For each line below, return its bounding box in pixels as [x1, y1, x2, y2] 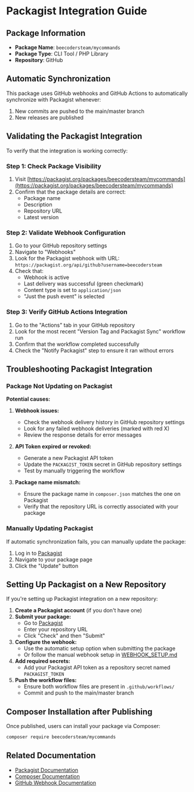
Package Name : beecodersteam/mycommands [14, 44, 121, 51]
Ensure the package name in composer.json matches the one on [23, 490, 181, 498]
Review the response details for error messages [23, 431, 142, 438]
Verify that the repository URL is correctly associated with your [23, 503, 179, 510]
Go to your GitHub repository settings [14, 242, 107, 249]
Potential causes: [6, 395, 51, 403]
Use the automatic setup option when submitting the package [23, 645, 176, 652]
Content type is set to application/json [23, 287, 121, 294]
